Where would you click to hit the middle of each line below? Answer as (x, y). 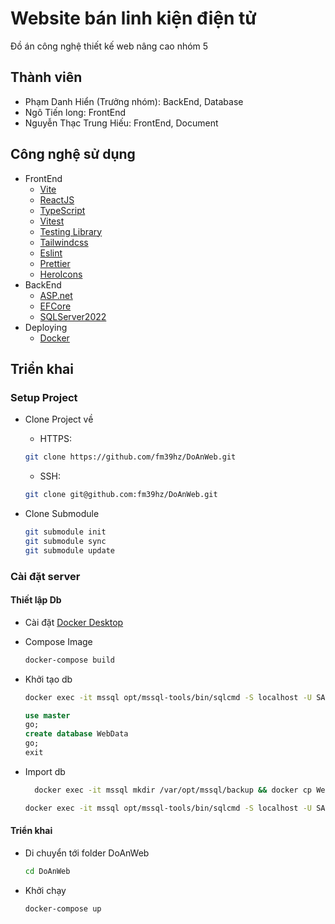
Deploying (46, 327)
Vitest (52, 221)
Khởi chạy (45, 890)
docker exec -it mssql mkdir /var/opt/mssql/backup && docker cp (173, 790)
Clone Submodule (62, 513)
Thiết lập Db (36, 600)
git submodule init (65, 532)
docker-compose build (69, 660)
